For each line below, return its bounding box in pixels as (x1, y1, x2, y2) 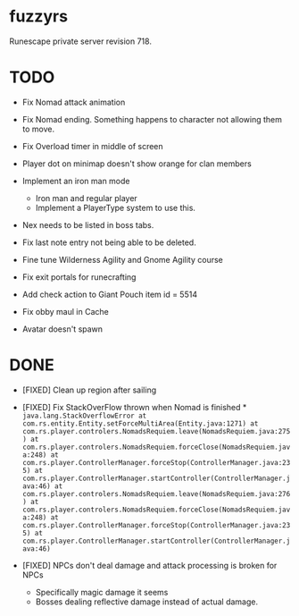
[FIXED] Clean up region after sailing (21, 384, 157, 395)
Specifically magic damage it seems (35, 586, 169, 597)
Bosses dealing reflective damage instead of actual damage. (35, 596, 259, 607)
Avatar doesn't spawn (21, 324, 104, 334)
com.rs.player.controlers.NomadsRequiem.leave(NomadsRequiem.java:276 (21, 489, 291, 498)
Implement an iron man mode (21, 175, 130, 186)
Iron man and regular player (35, 192, 138, 203)
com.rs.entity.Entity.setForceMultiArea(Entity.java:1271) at (21, 418, 259, 428)
